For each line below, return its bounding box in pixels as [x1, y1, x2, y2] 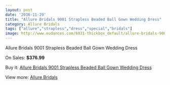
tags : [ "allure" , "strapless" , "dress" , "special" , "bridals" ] [5, 26, 133, 31]
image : [5, 31, 19, 36]
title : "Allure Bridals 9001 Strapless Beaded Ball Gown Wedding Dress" [5, 17, 162, 22]
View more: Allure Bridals [5, 74, 58, 80]
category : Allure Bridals [5, 21, 60, 27]
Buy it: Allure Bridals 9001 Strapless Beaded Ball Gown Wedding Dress [5, 64, 152, 70]
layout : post [5, 7, 33, 13]
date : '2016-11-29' [5, 12, 47, 17]
